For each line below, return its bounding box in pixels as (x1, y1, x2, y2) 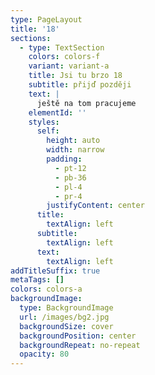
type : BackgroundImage (19, 303, 114, 313)
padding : (46, 154, 83, 164)
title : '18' (10, 24, 60, 34)
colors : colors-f (28, 52, 101, 62)
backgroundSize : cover (19, 321, 114, 331)
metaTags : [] (10, 275, 65, 285)
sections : (10, 33, 52, 43)
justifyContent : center (46, 201, 145, 211)
